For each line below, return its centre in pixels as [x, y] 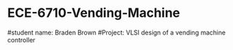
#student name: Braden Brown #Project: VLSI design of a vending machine [116, 32]
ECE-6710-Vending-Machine [94, 13]
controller [21, 39]
